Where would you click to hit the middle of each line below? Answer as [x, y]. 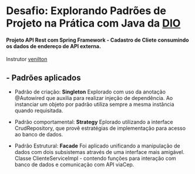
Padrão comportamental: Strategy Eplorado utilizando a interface [94, 122]
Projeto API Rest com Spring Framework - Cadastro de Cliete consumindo [97, 40]
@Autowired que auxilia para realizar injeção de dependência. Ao [94, 98]
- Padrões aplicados [43, 78]
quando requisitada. [39, 111]
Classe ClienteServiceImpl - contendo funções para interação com [95, 158]
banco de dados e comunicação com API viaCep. [74, 165]
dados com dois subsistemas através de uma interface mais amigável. [100, 152]
